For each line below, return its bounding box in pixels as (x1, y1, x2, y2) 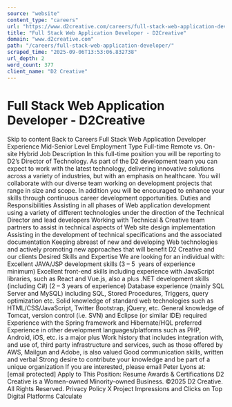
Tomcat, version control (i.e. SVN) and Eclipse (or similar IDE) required (7, 312, 207, 320)
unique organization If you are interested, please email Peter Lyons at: (7, 363, 206, 371)
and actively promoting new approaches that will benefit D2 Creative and (7, 245, 215, 254)
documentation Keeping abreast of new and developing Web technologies (7, 238, 218, 246)
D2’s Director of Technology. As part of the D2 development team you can (7, 157, 218, 166)
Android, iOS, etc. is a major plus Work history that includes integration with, (7, 333, 224, 342)
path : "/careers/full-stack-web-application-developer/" (7, 42, 175, 49)
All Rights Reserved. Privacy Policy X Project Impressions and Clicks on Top (7, 385, 223, 393)
